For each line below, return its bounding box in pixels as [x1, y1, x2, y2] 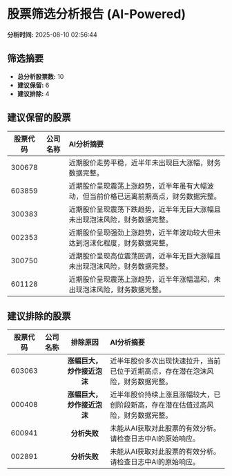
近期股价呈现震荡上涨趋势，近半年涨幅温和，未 [68, 274, 221, 284]
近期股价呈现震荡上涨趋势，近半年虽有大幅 [68, 181, 207, 191]
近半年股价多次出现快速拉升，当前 [110, 356, 221, 366]
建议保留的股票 [7, 112, 71, 124]
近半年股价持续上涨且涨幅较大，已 [110, 390, 221, 399]
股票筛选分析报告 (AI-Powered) [7, 6, 186, 22]
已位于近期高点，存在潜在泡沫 [110, 367, 207, 377]
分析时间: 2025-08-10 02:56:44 [7, 30, 98, 39]
